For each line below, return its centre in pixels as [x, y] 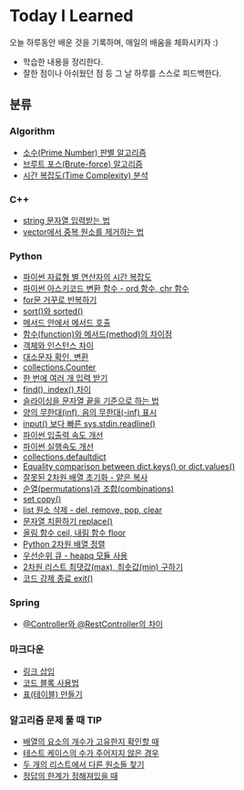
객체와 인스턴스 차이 [58, 346]
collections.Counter [59, 367]
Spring [25, 603]
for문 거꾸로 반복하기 [60, 300]
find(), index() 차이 [57, 390]
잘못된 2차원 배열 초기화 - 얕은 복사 [85, 478]
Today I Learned [71, 16]
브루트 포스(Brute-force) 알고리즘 [82, 163]
